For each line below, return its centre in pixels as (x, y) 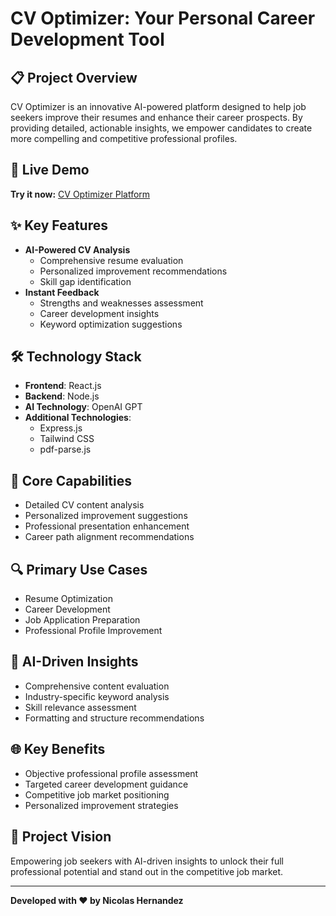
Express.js (61, 428)
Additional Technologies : (78, 418)
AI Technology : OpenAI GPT (83, 407)
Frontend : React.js (63, 386)
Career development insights (99, 313)
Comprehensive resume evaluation (111, 260)
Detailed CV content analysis (84, 505)
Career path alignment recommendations (109, 537)
